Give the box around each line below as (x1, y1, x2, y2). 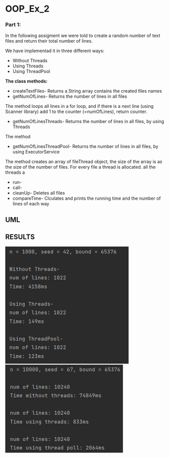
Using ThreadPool (12, 68, 50, 74)
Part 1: (5, 21, 21, 28)
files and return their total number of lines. (5, 38, 93, 44)
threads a (5, 169, 25, 175)
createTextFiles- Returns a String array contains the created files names (12, 88, 162, 94)
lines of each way (12, 201, 49, 207)
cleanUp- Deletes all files (12, 190, 65, 196)
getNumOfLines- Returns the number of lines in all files (12, 93, 127, 99)
